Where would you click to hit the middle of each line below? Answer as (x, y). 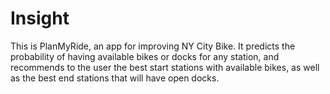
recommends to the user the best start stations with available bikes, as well (165, 67)
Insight (40, 18)
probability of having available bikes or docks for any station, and (145, 56)
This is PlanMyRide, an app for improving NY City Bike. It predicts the (153, 46)
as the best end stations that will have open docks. (115, 78)
